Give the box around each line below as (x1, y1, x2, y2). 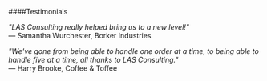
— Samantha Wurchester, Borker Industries (8, 31, 152, 40)
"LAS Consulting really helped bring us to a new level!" (8, 22, 190, 31)
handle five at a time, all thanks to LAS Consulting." (8, 55, 179, 64)
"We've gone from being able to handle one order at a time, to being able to (8, 47, 259, 55)
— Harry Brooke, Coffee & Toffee (8, 63, 118, 73)
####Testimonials (8, 7, 68, 16)
